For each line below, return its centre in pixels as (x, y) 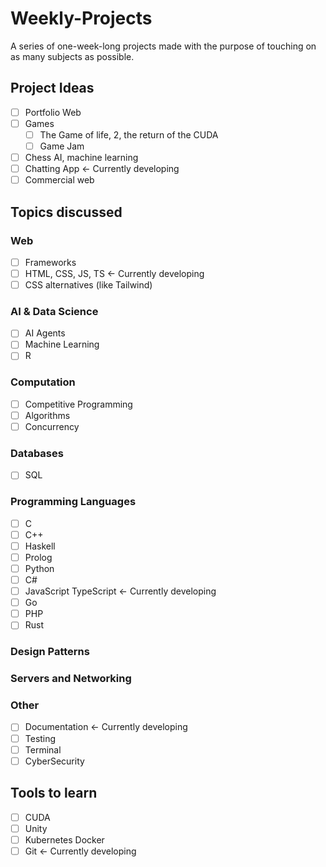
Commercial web (59, 180)
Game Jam (62, 146)
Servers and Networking (71, 679)
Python (39, 568)
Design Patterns (50, 652)
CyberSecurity (54, 761)
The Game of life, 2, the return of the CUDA (129, 134)
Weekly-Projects (81, 18)
